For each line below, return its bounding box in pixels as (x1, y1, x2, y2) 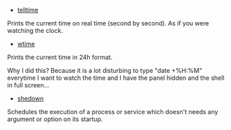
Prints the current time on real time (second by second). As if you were (7, 19, 210, 27)
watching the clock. (7, 27, 64, 34)
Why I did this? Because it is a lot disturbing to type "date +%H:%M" (7, 67, 203, 74)
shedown (17, 94, 44, 102)
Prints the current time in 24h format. (7, 53, 113, 61)
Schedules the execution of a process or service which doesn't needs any (7, 108, 219, 116)
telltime (17, 6, 39, 14)
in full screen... (7, 81, 50, 89)
